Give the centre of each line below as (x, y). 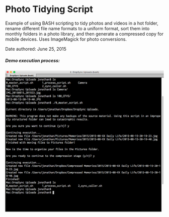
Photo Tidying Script (49, 9)
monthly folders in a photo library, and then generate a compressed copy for (84, 34)
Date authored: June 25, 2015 (36, 49)
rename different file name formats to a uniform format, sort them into (77, 28)
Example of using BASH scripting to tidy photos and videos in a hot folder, (82, 23)
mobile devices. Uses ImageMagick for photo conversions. (66, 39)
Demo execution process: (33, 60)
